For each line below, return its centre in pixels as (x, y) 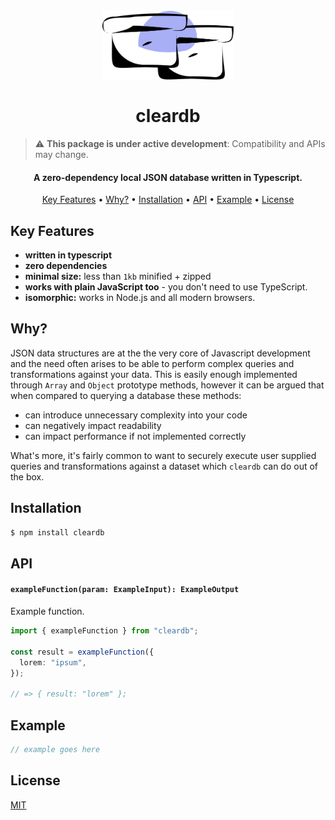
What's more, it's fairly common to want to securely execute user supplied (163, 455)
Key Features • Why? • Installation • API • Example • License (168, 200)
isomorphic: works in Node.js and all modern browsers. (140, 297)
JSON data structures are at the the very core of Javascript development (160, 353)
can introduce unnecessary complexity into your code (136, 415)
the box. (27, 476)
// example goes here (55, 749)
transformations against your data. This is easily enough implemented (154, 374)
